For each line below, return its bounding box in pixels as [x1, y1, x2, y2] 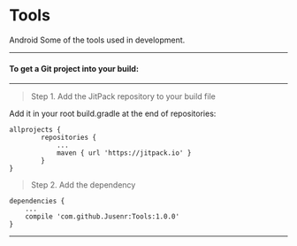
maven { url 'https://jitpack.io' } [56, 149, 192, 158]
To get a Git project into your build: [9, 63, 140, 73]
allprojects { [9, 126, 62, 135]
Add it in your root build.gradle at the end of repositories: [9, 108, 217, 119]
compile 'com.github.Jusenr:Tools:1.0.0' [25, 212, 179, 221]
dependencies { [9, 196, 65, 206]
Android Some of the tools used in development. [9, 35, 186, 45]
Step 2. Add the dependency [30, 180, 136, 190]
